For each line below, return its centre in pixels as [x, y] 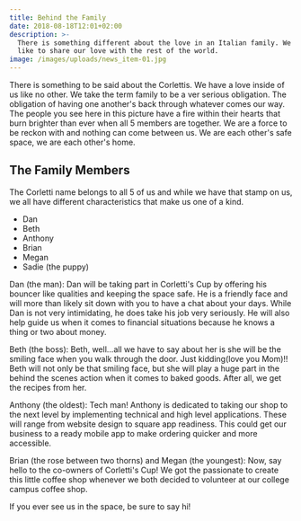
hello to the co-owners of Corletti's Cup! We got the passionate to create [144, 470]
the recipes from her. [48, 387]
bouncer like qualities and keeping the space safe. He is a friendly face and [149, 294]
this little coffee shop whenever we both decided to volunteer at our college [150, 479]
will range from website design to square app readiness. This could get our [148, 424]
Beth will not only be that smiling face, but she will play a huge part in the [145, 368]
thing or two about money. [58, 331]
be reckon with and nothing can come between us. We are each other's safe [150, 132]
